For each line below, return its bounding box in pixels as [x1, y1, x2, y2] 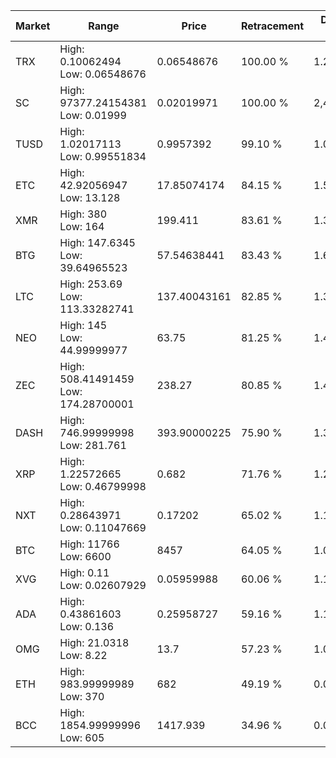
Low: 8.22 [59, 649, 108, 662]
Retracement [240, 19, 305, 33]
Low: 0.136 [59, 620, 115, 633]
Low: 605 [59, 731, 105, 744]
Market [15, 19, 51, 33]
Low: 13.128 [59, 191, 121, 204]
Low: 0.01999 [59, 109, 127, 122]
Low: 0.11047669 [59, 521, 147, 534]
